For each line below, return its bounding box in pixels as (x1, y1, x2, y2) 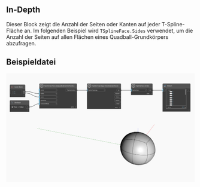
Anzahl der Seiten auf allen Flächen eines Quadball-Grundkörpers (6, 33, 169, 41)
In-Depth (6, 5, 41, 15)
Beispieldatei (6, 57, 56, 68)
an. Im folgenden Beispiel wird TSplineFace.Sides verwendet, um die (23, 27, 193, 34)
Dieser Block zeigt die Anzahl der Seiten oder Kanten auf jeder (6, 20, 160, 27)
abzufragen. (6, 39, 37, 47)
